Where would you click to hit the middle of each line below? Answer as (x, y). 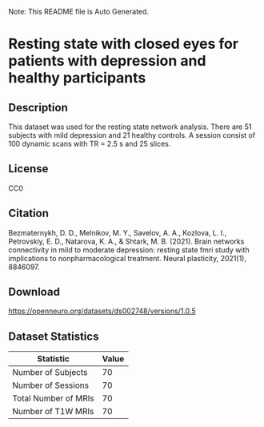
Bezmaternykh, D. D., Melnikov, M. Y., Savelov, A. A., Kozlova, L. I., (118, 232)
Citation (29, 214)
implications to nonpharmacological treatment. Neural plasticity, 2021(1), (127, 258)
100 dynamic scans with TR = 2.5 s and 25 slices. (90, 144)
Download (34, 292)
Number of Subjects (50, 373)
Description (38, 107)
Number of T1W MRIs (53, 412)
